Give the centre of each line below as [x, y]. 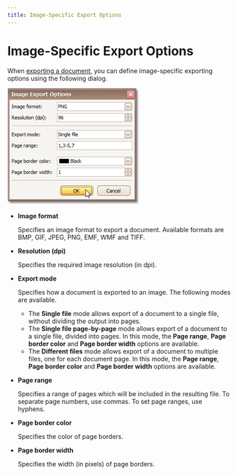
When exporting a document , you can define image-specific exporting [110, 70]
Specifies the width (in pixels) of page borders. [86, 464]
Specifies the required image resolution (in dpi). [87, 264]
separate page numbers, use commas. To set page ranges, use [110, 401]
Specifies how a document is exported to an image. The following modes [124, 292]
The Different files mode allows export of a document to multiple [123, 351]
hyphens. [31, 409]
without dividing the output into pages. [85, 321]
